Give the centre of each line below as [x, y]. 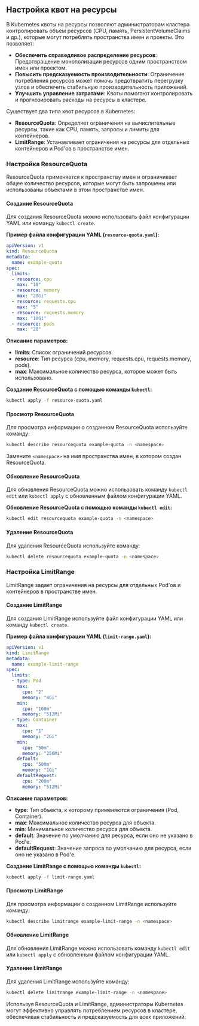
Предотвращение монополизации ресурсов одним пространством [101, 61]
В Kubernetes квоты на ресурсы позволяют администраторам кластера [98, 24]
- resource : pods [33, 324]
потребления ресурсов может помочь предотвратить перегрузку [99, 80]
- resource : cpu [32, 279]
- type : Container [35, 720]
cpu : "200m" [37, 781]
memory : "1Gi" [40, 770]
